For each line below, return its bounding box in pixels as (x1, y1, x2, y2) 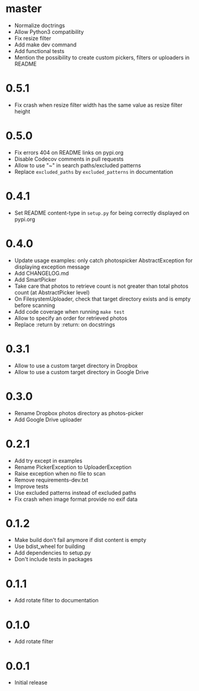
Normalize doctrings (14, 22, 66, 29)
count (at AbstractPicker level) (14, 288, 90, 296)
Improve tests (14, 482, 49, 490)
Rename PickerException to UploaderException (14, 463, 132, 471)
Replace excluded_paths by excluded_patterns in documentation (14, 168, 174, 175)
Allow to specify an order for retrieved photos (14, 314, 127, 322)
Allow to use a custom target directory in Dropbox (14, 361, 138, 369)
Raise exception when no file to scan (14, 470, 106, 477)
